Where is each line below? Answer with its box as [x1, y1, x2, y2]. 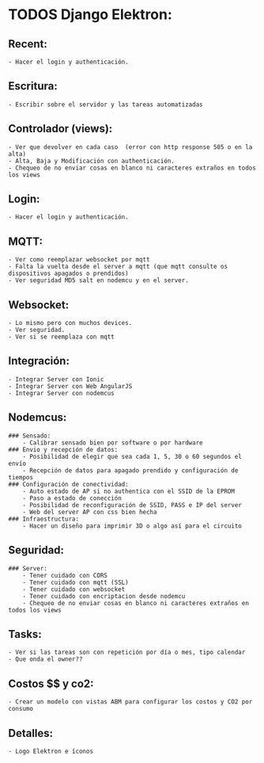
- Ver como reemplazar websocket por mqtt [8, 256, 150, 264]
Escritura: [8, 79, 58, 93]
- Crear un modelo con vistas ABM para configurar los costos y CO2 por [8, 698, 253, 706]
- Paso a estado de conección [22, 494, 123, 502]
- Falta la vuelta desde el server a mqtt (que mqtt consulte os [8, 263, 228, 271]
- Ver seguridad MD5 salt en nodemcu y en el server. [8, 277, 190, 284]
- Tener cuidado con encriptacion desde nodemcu [22, 592, 186, 600]
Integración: [8, 354, 70, 368]
